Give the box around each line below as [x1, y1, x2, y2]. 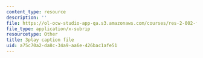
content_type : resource [6, 8, 66, 15]
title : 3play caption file [6, 37, 74, 43]
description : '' [6, 14, 47, 21]
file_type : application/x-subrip [6, 25, 91, 32]
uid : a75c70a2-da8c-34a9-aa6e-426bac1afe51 [6, 43, 118, 49]
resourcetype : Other [6, 31, 59, 37]
